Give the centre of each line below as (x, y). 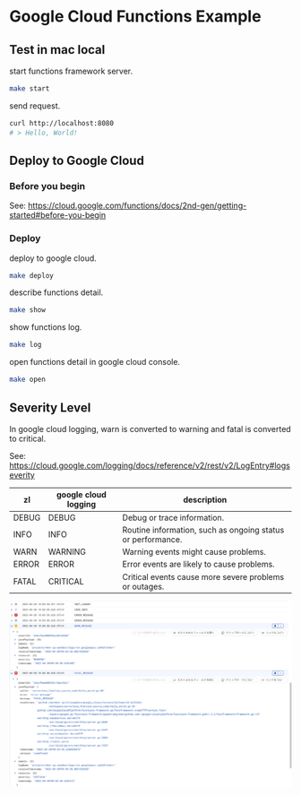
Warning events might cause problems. (194, 552)
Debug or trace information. (173, 517)
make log (26, 345)
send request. (35, 106)
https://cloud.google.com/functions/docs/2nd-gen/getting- (138, 206)
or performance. (152, 539)
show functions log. (46, 327)
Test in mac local (57, 50)
